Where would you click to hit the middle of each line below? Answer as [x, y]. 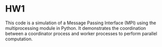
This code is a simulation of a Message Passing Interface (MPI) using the [81, 23]
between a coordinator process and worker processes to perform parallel [81, 33]
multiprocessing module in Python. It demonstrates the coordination [76, 28]
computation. [19, 39]
